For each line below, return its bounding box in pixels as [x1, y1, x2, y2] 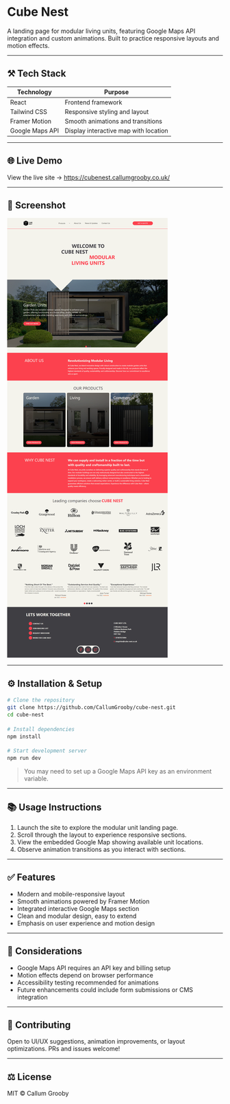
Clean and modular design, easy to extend [16, 912, 137, 920]
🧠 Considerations [7, 945, 82, 957]
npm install [7, 733, 41, 740]
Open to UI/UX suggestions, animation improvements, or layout [7, 1037, 186, 1046]
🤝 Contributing [7, 1019, 71, 1030]
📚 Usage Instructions [7, 802, 102, 813]
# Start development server [7, 747, 88, 754]
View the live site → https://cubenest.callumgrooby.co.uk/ [7, 173, 170, 181]
